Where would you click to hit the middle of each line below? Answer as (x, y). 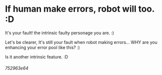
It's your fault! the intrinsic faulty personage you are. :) (60, 33)
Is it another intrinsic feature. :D (36, 56)
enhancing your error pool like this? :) (43, 47)
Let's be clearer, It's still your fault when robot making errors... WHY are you (81, 42)
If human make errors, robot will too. (80, 9)
